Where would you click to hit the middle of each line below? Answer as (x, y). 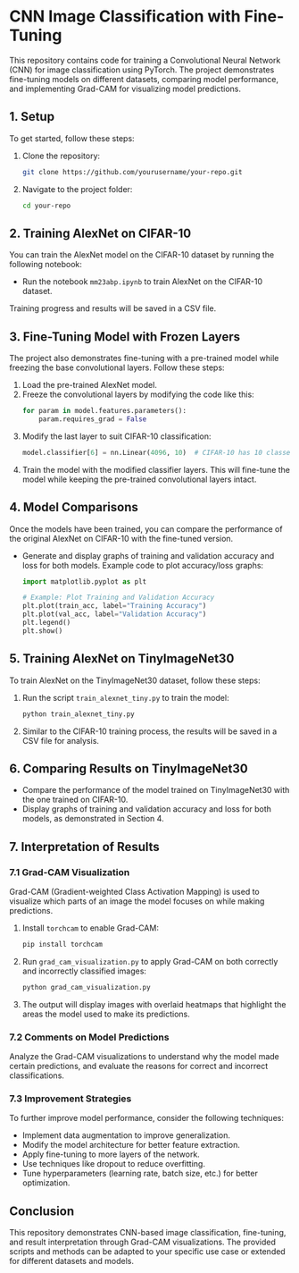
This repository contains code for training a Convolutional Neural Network (145, 60)
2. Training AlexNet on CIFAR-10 (100, 233)
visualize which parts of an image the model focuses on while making (137, 901)
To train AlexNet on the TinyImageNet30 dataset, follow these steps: (135, 680)
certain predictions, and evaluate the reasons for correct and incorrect (139, 1066)
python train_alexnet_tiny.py (79, 714)
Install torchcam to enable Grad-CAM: (90, 928)
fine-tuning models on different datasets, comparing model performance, (144, 79)
